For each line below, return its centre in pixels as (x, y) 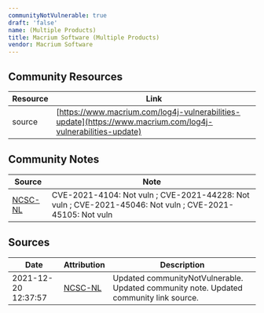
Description (182, 264)
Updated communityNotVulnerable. (178, 278)
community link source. (156, 297)
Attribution (84, 264)
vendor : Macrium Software (50, 45)
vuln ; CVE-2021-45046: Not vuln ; (119, 204)
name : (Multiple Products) (52, 30)
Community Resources (66, 77)
